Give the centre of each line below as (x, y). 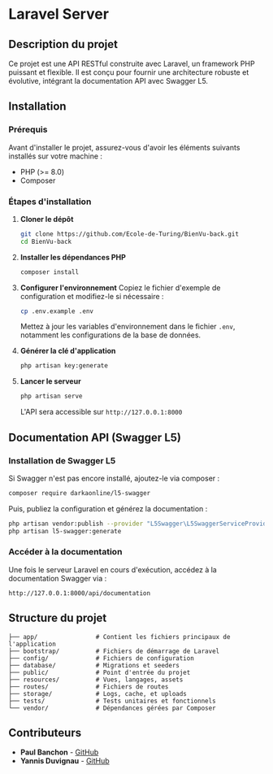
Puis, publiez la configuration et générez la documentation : (108, 508)
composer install (50, 272)
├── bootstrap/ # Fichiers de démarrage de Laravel (114, 651)
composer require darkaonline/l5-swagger (80, 493)
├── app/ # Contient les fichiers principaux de (119, 637)
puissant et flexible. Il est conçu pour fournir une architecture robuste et (129, 72)
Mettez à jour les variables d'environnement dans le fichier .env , (128, 327)
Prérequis (28, 129)
